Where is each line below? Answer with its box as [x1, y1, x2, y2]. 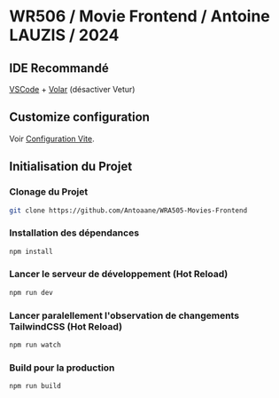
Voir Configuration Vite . [9, 133, 95, 144]
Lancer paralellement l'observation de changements [9, 309, 240, 322]
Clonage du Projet [9, 186, 89, 198]
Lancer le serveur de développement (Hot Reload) [9, 268, 229, 281]
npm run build [9, 382, 62, 391]
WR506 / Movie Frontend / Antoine [9, 6, 270, 27]
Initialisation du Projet [9, 159, 133, 174]
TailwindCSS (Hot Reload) [9, 320, 122, 332]
